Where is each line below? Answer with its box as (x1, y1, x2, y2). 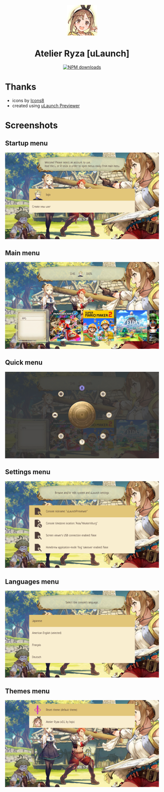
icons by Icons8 (12, 97, 44, 103)
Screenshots (5, 120, 58, 131)
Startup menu (5, 139, 48, 148)
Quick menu (5, 359, 43, 367)
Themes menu (5, 687, 50, 696)
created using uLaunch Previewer (12, 103, 80, 109)
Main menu (5, 249, 40, 257)
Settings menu (5, 468, 51, 476)
